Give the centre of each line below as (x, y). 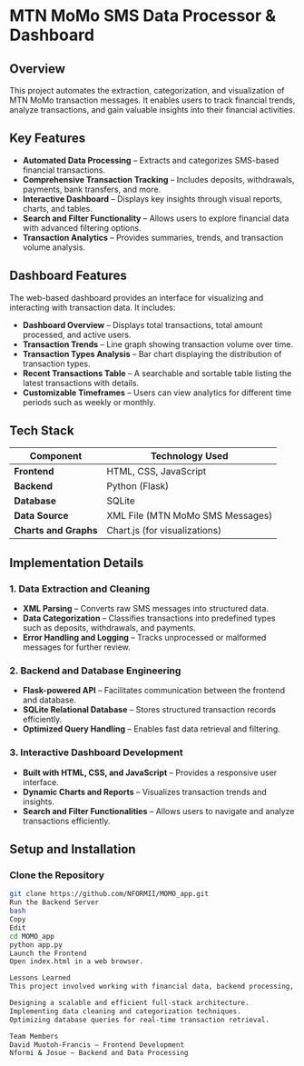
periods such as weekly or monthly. (89, 402)
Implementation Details (77, 563)
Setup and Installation (73, 849)
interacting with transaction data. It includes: (93, 307)
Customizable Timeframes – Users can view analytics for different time (157, 393)
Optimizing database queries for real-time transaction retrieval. (140, 1020)
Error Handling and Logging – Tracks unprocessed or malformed (144, 638)
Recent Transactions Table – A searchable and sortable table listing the (157, 373)
